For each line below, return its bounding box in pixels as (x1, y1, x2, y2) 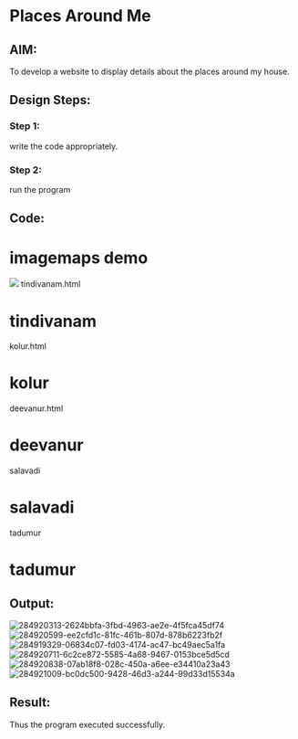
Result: (9, 695, 51, 711)
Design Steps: (9, 92, 91, 108)
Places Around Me (9, 5, 152, 26)
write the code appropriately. (9, 141, 118, 152)
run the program (9, 184, 71, 195)
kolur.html (9, 341, 47, 352)
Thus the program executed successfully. (9, 719, 166, 730)
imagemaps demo (9, 248, 149, 268)
